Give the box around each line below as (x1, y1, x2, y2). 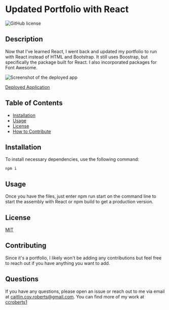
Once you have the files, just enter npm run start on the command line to (5, 193, 156, 199)
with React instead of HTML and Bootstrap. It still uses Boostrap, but (5, 54, 148, 60)
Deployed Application (5, 84, 50, 90)
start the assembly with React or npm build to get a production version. (5, 199, 153, 205)
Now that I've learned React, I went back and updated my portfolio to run (5, 48, 157, 54)
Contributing (5, 241, 47, 250)
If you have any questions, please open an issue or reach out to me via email (5, 288, 165, 294)
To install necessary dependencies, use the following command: (5, 156, 139, 162)
